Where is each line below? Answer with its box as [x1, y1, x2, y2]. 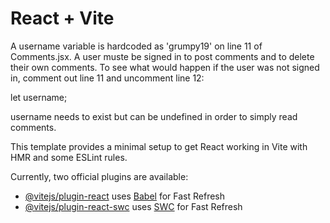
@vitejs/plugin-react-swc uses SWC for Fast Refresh [24, 200, 243, 212]
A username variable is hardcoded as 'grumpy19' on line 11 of [10, 40, 263, 52]
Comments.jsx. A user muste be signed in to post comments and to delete [10, 50, 315, 62]
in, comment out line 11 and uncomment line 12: [10, 72, 205, 84]
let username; [10, 91, 68, 103]
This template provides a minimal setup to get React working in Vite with [10, 140, 308, 152]
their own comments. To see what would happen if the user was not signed [10, 61, 320, 73]
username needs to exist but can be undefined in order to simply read [10, 110, 298, 122]
